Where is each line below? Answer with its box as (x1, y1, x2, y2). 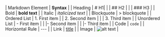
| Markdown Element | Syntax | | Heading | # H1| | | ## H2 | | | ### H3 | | (5, 5, 155, 10)
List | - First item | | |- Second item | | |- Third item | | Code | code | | (5, 20, 144, 26)
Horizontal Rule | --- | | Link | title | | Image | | (5, 26, 119, 32)
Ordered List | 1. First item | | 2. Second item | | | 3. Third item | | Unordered (5, 15, 160, 21)
